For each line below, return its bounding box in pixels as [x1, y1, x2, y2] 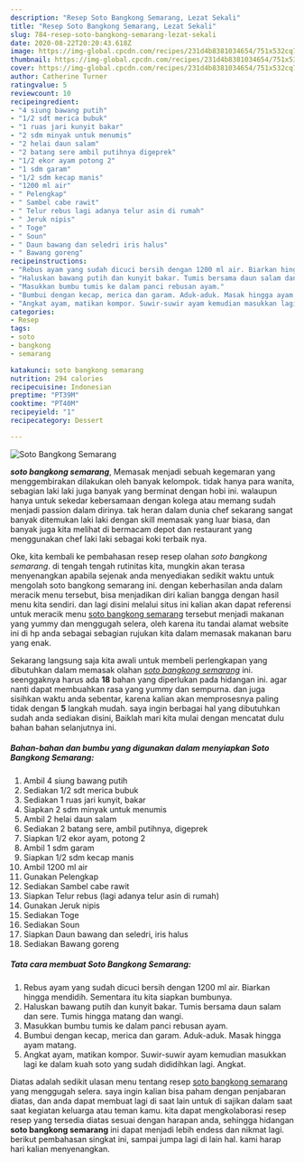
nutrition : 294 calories [10, 374, 104, 383]
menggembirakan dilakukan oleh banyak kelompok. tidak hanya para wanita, [10, 475, 295, 486]
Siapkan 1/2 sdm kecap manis [23, 851, 134, 863]
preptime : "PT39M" [10, 390, 79, 400]
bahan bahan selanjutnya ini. [10, 722, 116, 733]
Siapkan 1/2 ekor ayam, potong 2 [23, 832, 146, 843]
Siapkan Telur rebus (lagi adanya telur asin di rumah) [23, 890, 220, 901]
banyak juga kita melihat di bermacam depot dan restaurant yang [10, 523, 253, 534]
